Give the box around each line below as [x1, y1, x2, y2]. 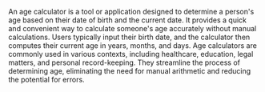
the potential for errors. [8, 75, 86, 84]
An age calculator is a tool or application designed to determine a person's [8, 7, 255, 16]
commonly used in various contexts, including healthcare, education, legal [8, 50, 254, 58]
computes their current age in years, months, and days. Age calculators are [8, 41, 258, 50]
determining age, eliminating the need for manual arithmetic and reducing [8, 66, 251, 75]
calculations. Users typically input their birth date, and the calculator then [8, 32, 251, 42]
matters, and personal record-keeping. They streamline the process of [8, 58, 240, 67]
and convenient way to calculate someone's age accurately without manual [8, 24, 257, 33]
